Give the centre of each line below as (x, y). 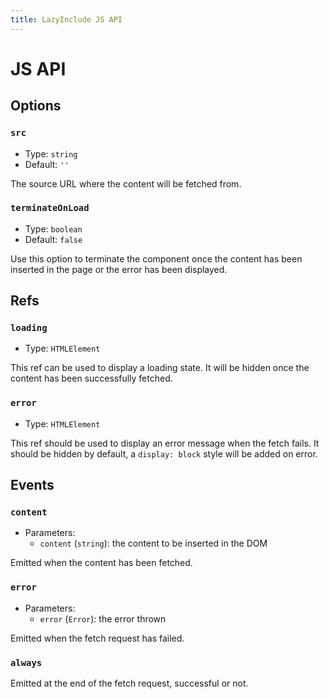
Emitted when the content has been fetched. (101, 563)
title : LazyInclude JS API (66, 19)
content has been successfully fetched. (91, 378)
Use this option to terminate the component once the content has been (156, 258)
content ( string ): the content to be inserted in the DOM (153, 543)
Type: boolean (53, 228)
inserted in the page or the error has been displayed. (119, 269)
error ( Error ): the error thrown (103, 618)
